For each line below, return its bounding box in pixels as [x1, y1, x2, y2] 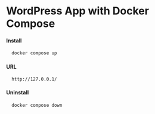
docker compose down [11, 102, 63, 108]
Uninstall [6, 89, 29, 96]
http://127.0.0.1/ [11, 76, 58, 82]
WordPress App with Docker [6, 4, 149, 18]
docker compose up [11, 50, 58, 56]
